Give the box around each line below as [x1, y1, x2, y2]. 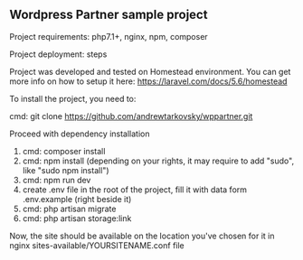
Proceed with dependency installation [9, 128, 150, 139]
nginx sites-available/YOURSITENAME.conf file [9, 239, 185, 251]
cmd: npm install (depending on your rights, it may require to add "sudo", [22, 155, 295, 166]
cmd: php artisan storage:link [22, 212, 132, 224]
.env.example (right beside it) [22, 193, 132, 204]
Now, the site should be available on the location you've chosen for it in [9, 230, 275, 241]
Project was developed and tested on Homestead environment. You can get [9, 66, 291, 77]
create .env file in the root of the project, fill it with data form [22, 184, 247, 195]
